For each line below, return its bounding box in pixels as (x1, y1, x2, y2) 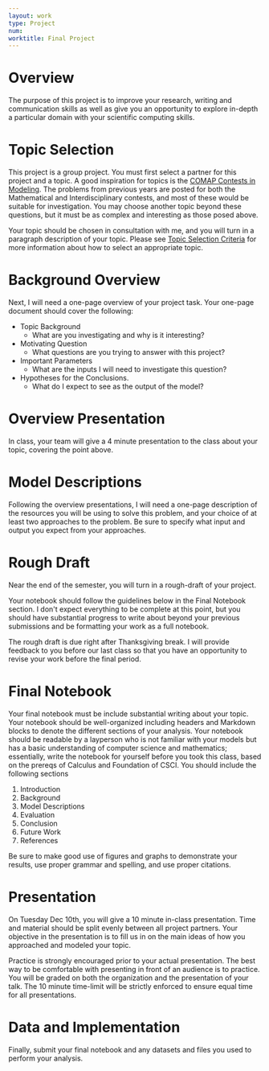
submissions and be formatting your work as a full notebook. (8, 621, 210, 631)
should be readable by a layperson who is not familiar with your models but (8, 734, 257, 744)
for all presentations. (8, 990, 77, 999)
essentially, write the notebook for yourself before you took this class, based (8, 752, 262, 761)
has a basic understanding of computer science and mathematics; (8, 743, 227, 752)
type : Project (8, 19, 56, 27)
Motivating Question (19, 339, 88, 348)
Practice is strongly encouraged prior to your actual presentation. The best (8, 955, 255, 966)
